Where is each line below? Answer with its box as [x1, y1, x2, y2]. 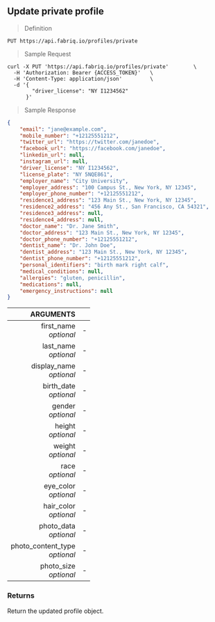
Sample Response [24, 106, 76, 114]
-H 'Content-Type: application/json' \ [13, 75, 154, 82]
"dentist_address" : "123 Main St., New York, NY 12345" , [19, 248, 188, 256]
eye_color [44, 481, 76, 491]
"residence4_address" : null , [19, 216, 104, 223]
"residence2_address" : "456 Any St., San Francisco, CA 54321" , [19, 203, 209, 211]
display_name [31, 361, 76, 371]
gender [51, 401, 76, 411]
